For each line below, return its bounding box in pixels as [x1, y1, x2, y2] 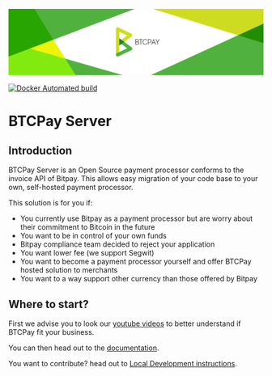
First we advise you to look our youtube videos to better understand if [8, 319, 241, 328]
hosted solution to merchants [19, 265, 118, 275]
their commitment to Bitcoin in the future [19, 222, 155, 232]
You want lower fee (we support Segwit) [19, 248, 155, 258]
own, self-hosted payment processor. [8, 183, 134, 192]
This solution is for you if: [8, 198, 93, 208]
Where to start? [8, 297, 89, 311]
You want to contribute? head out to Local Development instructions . [8, 359, 237, 369]
